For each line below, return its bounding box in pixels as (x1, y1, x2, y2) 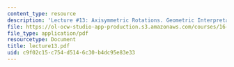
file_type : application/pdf (7, 29, 89, 37)
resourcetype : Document (7, 36, 77, 43)
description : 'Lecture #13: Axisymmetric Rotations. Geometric (7, 17, 195, 24)
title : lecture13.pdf (7, 43, 70, 50)
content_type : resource (7, 10, 77, 17)
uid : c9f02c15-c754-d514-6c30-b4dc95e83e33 (7, 50, 136, 57)
